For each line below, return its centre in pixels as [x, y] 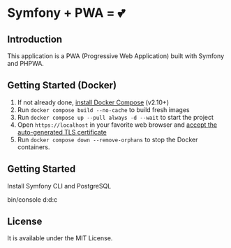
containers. [33, 147]
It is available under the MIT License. [60, 238]
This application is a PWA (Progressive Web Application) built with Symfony [116, 56]
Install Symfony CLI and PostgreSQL [59, 186]
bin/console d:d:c [32, 199]
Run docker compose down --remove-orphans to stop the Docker [107, 139]
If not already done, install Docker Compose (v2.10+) [93, 102]
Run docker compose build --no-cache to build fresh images [103, 109]
